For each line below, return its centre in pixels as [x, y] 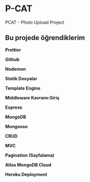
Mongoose [17, 126]
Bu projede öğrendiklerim [45, 38]
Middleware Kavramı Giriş [32, 97]
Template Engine [23, 88]
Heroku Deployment [26, 174]
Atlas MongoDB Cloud [28, 165]
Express [14, 107]
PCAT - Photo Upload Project [35, 22]
